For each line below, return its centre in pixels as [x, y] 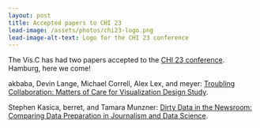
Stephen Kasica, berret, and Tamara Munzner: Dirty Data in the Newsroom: [130, 107]
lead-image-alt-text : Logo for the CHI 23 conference [99, 38]
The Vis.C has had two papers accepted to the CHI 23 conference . [117, 60]
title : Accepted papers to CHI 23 [65, 23]
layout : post [30, 15]
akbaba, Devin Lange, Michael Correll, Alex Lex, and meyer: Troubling [122, 84]
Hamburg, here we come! [49, 69]
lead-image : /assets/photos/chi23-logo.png [81, 30]
